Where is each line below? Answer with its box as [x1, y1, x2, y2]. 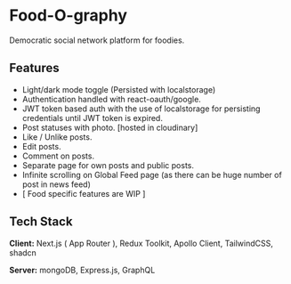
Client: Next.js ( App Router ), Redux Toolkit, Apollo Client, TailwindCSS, [9, 238, 273, 248]
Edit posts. [21, 141, 61, 151]
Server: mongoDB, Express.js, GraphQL [9, 264, 156, 275]
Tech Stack [9, 215, 73, 230]
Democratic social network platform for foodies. [9, 35, 185, 45]
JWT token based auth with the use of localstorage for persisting [21, 103, 261, 114]
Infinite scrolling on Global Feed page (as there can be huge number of [21, 169, 282, 180]
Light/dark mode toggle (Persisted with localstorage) [21, 84, 216, 94]
